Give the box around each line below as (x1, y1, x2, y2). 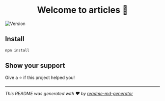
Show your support (5, 61, 65, 70)
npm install (5, 48, 29, 53)
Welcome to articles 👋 (37, 4, 128, 16)
